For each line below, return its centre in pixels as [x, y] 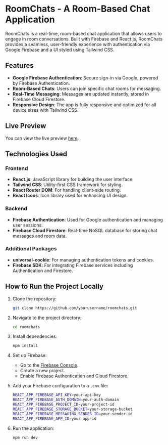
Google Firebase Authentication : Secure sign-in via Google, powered [85, 78]
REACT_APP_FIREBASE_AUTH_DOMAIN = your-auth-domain [66, 400]
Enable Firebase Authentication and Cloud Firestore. [74, 376]
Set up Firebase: [30, 355]
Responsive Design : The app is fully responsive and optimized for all [84, 105]
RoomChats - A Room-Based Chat [78, 9]
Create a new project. [43, 371]
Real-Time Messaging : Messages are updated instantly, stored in [81, 94]
